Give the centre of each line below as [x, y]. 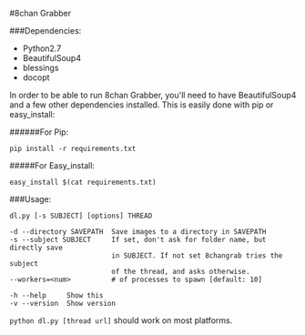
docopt [36, 77]
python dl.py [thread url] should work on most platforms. [121, 320]
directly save [36, 248]
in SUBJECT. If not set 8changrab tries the [197, 256]
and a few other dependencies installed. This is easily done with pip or [142, 105]
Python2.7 [42, 48]
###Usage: [30, 199]
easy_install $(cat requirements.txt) [83, 182]
